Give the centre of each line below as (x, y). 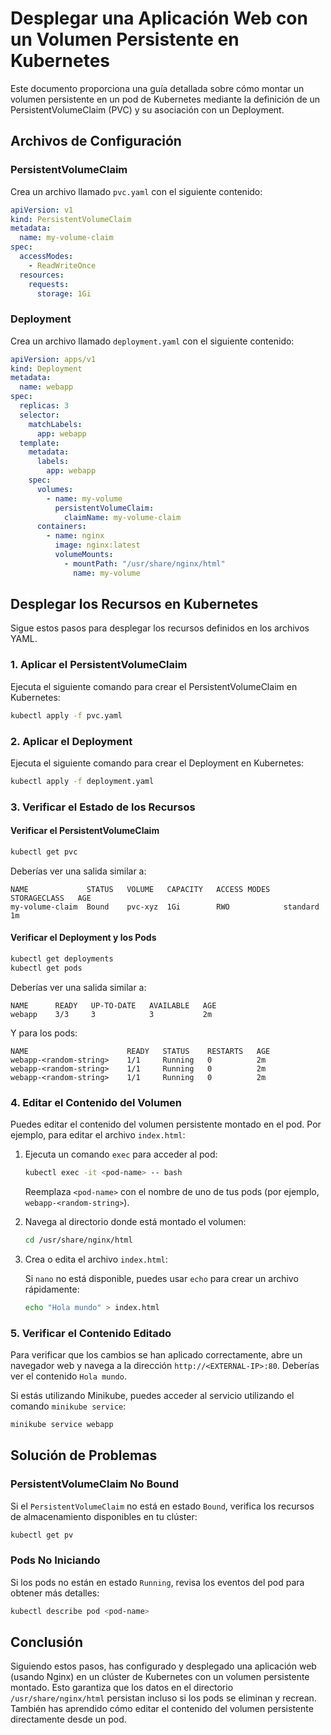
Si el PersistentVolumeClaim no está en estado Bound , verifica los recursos (162, 1506)
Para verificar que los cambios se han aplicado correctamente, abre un (156, 1355)
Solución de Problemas (84, 1455)
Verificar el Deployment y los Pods (83, 938)
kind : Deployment (46, 368)
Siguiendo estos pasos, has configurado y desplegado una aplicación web (163, 1666)
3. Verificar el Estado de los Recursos (103, 807)
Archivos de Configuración (96, 141)
